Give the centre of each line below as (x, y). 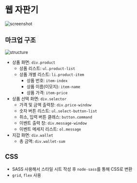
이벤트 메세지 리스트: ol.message (50, 129)
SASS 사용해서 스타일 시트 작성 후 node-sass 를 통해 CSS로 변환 (72, 169)
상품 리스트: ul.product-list (47, 68)
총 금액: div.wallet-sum (42, 141)
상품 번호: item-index (47, 80)
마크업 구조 (21, 40)
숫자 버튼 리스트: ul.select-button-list (58, 111)
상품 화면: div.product (34, 62)
